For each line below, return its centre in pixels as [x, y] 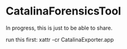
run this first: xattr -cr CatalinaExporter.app [60, 39]
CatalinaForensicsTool [64, 11]
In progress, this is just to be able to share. [59, 28]
